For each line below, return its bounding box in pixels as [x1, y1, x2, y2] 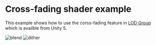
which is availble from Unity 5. [5, 25, 67, 31]
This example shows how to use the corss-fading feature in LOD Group [5, 20, 151, 26]
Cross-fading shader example [5, 3, 132, 15]
